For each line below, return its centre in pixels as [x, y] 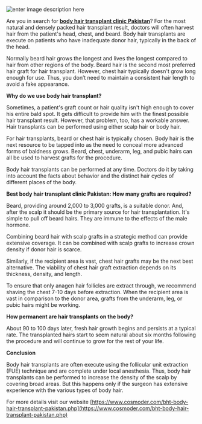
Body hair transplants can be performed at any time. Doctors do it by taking [100, 169]
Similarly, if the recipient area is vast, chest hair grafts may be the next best [100, 261]
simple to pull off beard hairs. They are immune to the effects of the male [97, 218]
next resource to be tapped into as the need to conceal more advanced [95, 145]
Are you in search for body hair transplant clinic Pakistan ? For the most [96, 21]
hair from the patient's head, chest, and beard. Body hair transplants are [96, 34]
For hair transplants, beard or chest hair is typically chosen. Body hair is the [100, 138]
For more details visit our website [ [49, 402]
